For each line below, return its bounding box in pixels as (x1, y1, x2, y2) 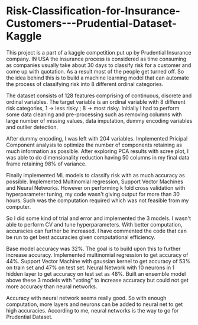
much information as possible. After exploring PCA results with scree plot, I (6, 147, 189, 155)
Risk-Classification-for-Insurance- (6, 4, 180, 18)
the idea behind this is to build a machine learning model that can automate (6, 74, 189, 81)
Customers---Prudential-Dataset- (6, 17, 177, 30)
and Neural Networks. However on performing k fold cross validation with (6, 184, 186, 191)
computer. (6, 203, 31, 210)
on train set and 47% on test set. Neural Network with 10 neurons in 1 (6, 264, 175, 271)
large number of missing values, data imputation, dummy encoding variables (6, 117, 193, 124)
